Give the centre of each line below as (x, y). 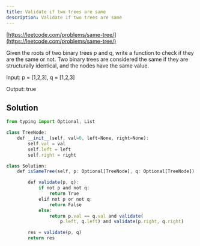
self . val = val (47, 143)
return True (64, 194)
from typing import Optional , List (51, 122)
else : (45, 210)
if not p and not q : (64, 188)
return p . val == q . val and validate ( (96, 216)
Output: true (21, 89)
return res (41, 238)
